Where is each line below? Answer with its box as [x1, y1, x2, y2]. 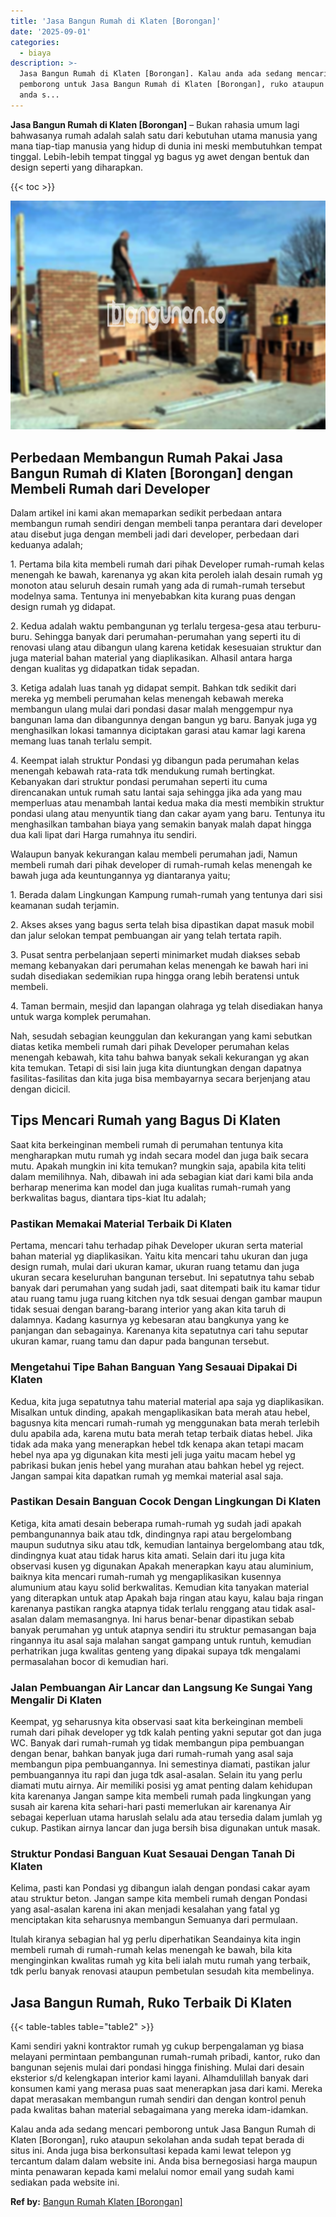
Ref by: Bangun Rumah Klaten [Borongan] [10, 2196, 183, 2208]
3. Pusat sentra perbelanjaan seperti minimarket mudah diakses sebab [10, 949, 301, 961]
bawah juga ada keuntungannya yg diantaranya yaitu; [10, 870, 231, 882]
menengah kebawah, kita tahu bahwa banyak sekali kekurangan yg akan [10, 1051, 310, 1064]
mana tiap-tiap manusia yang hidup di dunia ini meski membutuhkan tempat [10, 140, 323, 152]
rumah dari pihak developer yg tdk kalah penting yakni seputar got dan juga [10, 1726, 322, 1739]
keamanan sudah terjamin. [10, 900, 120, 912]
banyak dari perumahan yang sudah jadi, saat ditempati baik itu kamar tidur [10, 1282, 321, 1294]
